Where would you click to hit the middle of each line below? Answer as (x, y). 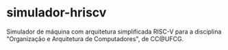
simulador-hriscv (56, 13)
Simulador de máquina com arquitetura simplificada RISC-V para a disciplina (114, 32)
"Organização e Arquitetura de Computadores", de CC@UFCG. (95, 38)
